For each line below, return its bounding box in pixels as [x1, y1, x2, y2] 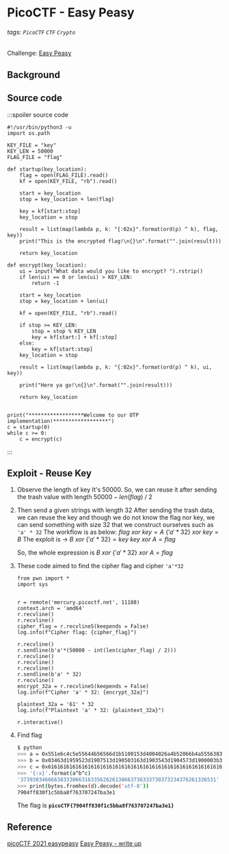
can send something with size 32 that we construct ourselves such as [16, 521, 214, 529]
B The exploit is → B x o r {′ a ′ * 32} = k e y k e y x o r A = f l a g [16, 535, 176, 544]
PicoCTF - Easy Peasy [7, 5, 135, 21]
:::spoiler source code [7, 110, 68, 119]
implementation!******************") [7, 417, 115, 424]
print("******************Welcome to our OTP [7, 411, 139, 419]
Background [7, 69, 60, 80]
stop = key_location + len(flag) [19, 195, 115, 203]
